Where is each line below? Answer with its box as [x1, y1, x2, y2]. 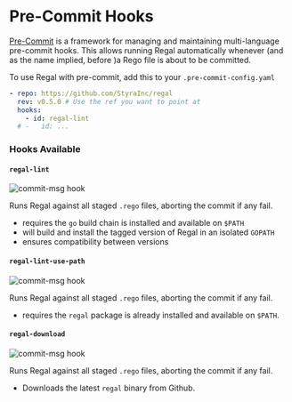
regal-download [9, 330, 66, 339]
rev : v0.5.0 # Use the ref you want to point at [17, 97, 201, 106]
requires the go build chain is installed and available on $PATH [21, 218, 245, 229]
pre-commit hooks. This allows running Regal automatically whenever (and [9, 44, 284, 55]
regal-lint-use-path [9, 257, 86, 266]
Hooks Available [9, 143, 81, 156]
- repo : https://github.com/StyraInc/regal [9, 89, 174, 98]
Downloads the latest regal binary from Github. [21, 382, 196, 393]
